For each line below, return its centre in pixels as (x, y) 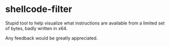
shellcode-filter (39, 9)
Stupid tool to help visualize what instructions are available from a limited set (85, 23)
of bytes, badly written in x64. (36, 28)
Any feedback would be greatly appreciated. (52, 38)
